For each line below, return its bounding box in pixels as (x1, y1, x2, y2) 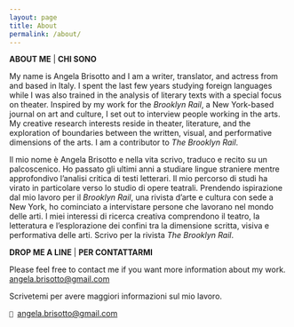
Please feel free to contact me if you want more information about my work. (9, 264, 286, 275)
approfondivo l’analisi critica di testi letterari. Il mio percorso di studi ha (9, 173, 268, 184)
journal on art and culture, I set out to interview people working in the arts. (9, 108, 282, 120)
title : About (9, 21, 58, 30)
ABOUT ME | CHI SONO (9, 54, 97, 65)
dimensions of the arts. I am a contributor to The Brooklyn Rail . (9, 137, 239, 148)
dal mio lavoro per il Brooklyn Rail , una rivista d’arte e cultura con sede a (9, 192, 274, 203)
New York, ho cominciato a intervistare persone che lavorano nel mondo (9, 202, 274, 212)
